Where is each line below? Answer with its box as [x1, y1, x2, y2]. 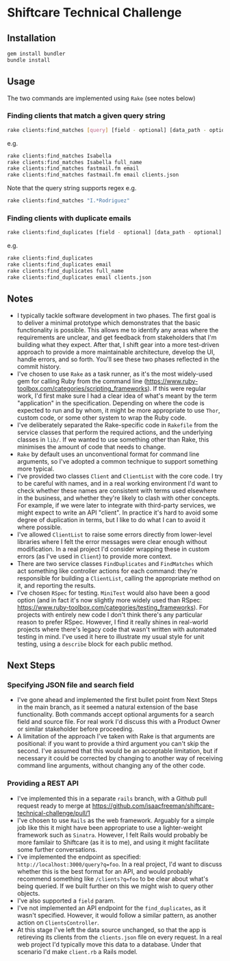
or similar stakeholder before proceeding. [16, 725, 134, 733]
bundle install [7, 56, 51, 63]
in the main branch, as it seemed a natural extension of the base [16, 703, 199, 712]
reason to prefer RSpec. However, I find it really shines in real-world [16, 618, 209, 626]
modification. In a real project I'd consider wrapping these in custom [16, 545, 210, 553]
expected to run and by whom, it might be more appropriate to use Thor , [16, 406, 220, 414]
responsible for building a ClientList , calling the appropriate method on [16, 574, 220, 582]
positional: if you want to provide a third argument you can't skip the [16, 740, 210, 748]
